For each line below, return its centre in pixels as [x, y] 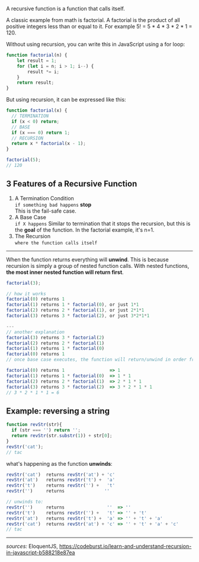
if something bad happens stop [53, 204]
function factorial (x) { [37, 110]
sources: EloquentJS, [32, 547]
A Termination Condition [44, 198]
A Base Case [30, 217]
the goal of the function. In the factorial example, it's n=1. [85, 230]
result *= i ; [44, 72]
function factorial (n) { [37, 55]
